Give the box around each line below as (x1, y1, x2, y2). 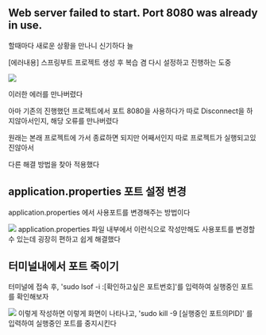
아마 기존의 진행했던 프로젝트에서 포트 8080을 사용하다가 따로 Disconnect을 (8, 106, 245, 116)
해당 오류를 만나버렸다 (50, 116, 119, 125)
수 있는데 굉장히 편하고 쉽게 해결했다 (8, 234, 121, 244)
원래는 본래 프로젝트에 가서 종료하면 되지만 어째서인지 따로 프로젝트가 (8, 132, 222, 142)
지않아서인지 (8, 116, 48, 125)
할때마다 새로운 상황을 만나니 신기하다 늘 (8, 40, 133, 50)
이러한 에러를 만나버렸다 (8, 89, 83, 98)
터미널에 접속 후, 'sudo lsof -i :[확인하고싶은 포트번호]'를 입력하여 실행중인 (8, 282, 239, 291)
